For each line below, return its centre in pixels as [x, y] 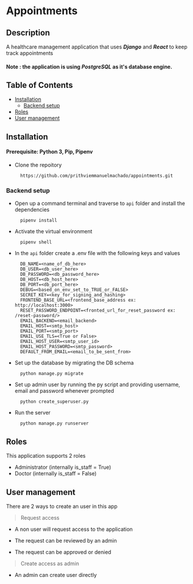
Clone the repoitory [38, 165]
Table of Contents [40, 85]
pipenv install [39, 221]
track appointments [30, 53]
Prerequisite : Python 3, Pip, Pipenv [49, 152]
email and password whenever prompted [64, 391]
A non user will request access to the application [74, 529]
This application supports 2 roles [46, 456]
